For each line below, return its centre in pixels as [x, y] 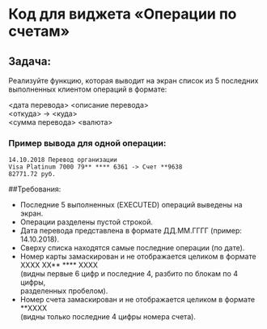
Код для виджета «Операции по [123, 14]
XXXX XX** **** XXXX [59, 265]
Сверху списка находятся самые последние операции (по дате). [132, 248]
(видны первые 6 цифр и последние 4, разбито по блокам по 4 [129, 274]
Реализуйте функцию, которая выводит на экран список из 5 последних [133, 81]
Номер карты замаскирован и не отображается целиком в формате [138, 257]
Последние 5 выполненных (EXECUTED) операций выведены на [131, 205]
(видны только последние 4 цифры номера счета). [108, 317]
